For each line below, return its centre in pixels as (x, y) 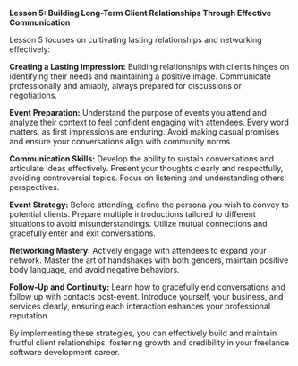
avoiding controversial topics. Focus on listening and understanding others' (148, 178)
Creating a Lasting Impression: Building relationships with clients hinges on (149, 67)
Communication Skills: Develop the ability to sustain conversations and (142, 159)
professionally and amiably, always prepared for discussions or (126, 86)
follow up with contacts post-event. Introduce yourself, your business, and (146, 296)
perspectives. (34, 187)
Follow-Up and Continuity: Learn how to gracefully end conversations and (148, 287)
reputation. (30, 316)
